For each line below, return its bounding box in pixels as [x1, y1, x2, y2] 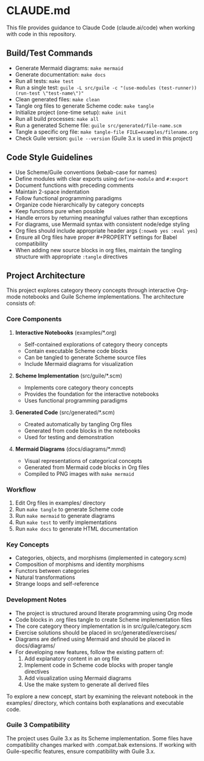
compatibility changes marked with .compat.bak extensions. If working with [6, 741, 197, 748]
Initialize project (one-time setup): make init [15, 108, 127, 116]
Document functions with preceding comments [15, 181, 134, 189]
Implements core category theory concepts [24, 384, 134, 391]
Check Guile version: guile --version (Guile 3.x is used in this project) [15, 134, 193, 142]
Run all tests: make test [15, 77, 75, 84]
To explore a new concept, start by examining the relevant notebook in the [6, 693, 194, 700]
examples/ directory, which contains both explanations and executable [6, 699, 184, 706]
